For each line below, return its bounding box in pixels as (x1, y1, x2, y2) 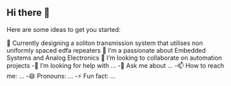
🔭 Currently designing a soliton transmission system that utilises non (6, 39, 203, 47)
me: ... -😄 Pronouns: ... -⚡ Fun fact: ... (6, 71, 116, 80)
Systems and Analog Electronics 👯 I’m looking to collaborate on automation (6, 53, 223, 62)
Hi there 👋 (6, 7, 50, 19)
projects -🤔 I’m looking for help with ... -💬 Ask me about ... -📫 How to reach (6, 61, 225, 69)
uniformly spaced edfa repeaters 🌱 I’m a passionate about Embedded (6, 46, 207, 54)
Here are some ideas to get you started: (6, 25, 121, 33)
